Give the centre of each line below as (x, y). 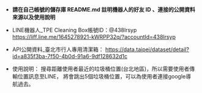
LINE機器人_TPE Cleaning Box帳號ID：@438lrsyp (74, 30)
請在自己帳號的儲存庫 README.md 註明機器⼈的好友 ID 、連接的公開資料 (104, 9)
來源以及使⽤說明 (34, 17)
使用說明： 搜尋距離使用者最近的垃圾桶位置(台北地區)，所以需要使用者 (101, 69)
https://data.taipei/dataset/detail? (147, 49)
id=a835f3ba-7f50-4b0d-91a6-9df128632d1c (69, 56)
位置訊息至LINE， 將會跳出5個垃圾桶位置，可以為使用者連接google (102, 76)
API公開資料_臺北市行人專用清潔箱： (58, 49)
